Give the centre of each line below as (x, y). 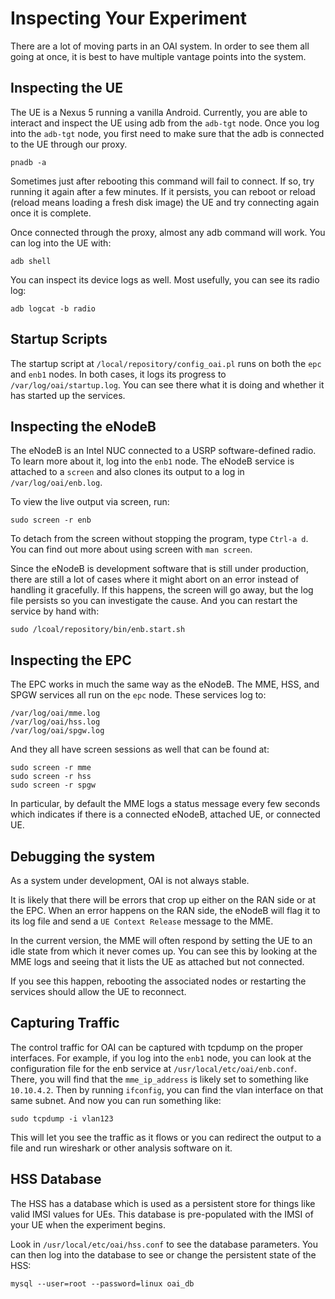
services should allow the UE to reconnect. (98, 991)
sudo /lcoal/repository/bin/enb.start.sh (98, 630)
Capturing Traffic (65, 1023)
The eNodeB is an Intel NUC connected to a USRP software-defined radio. (163, 451)
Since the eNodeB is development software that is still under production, (159, 569)
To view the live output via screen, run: (90, 502)
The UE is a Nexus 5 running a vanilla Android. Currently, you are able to (159, 112)
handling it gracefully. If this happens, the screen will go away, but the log (162, 590)
